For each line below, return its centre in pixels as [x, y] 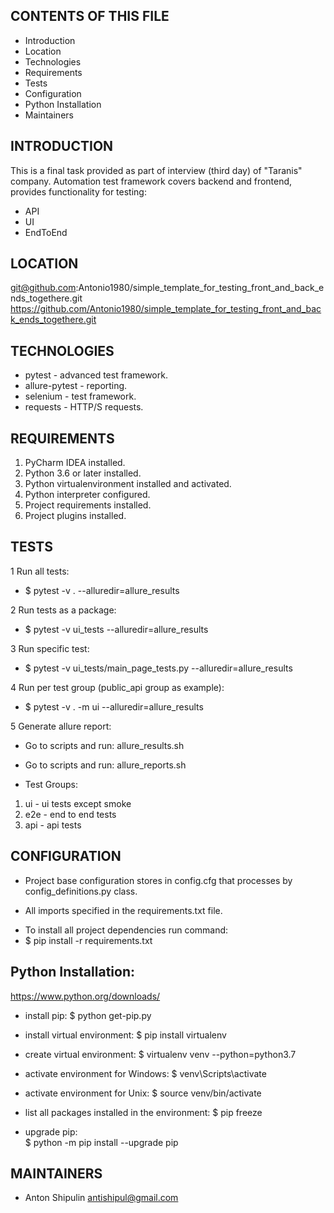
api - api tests [53, 825]
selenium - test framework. [80, 396]
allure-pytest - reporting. [76, 386]
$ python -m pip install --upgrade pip [101, 1142]
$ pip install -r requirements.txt [88, 940]
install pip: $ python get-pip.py [88, 1015]
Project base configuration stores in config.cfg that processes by [158, 880]
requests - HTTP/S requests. [84, 407]
